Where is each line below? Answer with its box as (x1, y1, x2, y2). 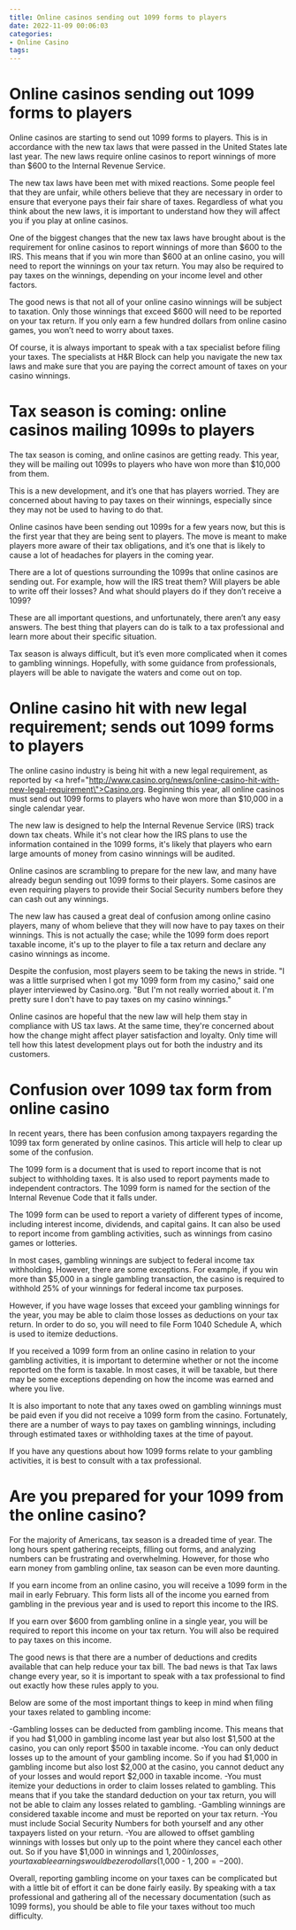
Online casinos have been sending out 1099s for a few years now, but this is (9, 522, 285, 532)
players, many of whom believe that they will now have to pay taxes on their (9, 920, 285, 930)
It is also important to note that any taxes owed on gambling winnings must (9, 1400, 282, 1411)
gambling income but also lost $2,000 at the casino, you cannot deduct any (9, 1761, 285, 1772)
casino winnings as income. (9, 948, 110, 959)
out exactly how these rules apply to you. (9, 1680, 159, 1691)
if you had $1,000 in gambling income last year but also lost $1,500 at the (9, 1733, 276, 1744)
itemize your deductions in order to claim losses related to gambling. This (9, 1780, 277, 1791)
